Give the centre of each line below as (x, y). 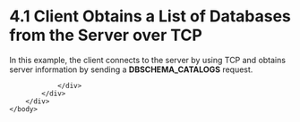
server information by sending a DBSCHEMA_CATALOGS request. (131, 69)
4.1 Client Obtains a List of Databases (150, 16)
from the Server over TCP (106, 35)
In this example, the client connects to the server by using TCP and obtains (148, 60)
